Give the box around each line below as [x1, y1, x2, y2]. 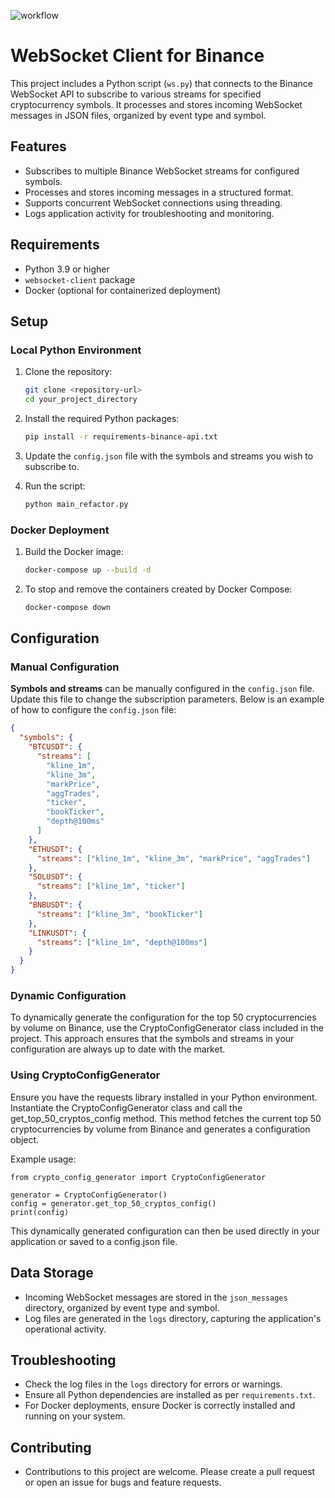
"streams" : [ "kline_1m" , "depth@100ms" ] [36, 937, 208, 947]
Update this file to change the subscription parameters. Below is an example [10, 693, 325, 705]
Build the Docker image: [24, 546, 125, 558]
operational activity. [24, 1323, 107, 1335]
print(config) [10, 1207, 70, 1217]
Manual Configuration [10, 660, 120, 674]
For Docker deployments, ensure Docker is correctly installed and [24, 1400, 296, 1412]
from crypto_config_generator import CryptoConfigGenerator [10, 1172, 267, 1182]
